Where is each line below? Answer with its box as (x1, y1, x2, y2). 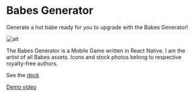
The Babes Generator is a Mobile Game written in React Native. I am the (6, 46, 186, 54)
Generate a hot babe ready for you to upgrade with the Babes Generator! (6, 24, 189, 31)
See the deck (6, 71, 39, 78)
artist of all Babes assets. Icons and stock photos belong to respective (6, 53, 182, 60)
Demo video (6, 83, 37, 91)
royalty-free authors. (6, 60, 58, 67)
